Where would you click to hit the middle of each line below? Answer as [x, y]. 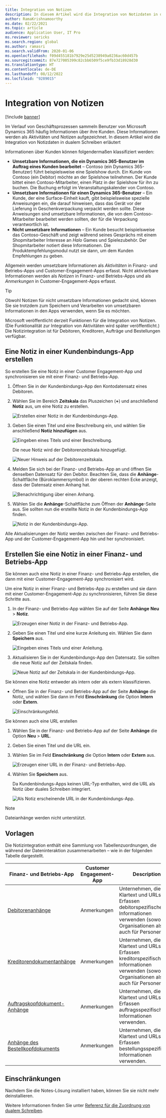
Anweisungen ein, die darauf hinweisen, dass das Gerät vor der [77, 203]
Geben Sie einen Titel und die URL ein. [51, 746]
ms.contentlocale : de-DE [31, 70]
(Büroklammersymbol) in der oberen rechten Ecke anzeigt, [98, 479]
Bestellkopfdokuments [34, 1049]
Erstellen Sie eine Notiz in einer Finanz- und [74, 554]
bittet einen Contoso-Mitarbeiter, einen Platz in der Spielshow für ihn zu [85, 182]
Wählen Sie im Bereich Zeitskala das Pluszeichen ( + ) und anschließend [85, 401]
